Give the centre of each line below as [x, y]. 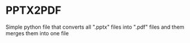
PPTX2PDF [34, 10]
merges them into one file [37, 33]
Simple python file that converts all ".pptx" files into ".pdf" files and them [95, 27]
